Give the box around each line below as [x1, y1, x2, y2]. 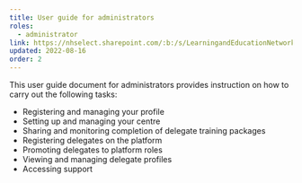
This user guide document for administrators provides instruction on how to [9, 80, 289, 90]
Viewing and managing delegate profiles [22, 154, 173, 164]
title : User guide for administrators [9, 13, 155, 22]
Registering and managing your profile [22, 107, 164, 117]
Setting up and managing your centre [22, 116, 161, 126]
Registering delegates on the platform [22, 135, 163, 145]
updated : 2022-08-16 [9, 47, 87, 56]
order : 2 [9, 55, 42, 64]
